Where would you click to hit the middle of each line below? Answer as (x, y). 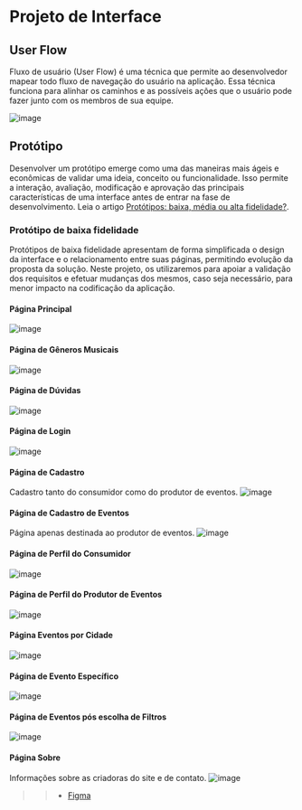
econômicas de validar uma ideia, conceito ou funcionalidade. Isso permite (149, 177)
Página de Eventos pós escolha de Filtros (88, 717)
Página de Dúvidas (45, 391)
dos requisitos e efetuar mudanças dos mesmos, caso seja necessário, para (151, 278)
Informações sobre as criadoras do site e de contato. (108, 777)
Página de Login (40, 431)
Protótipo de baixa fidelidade (74, 230)
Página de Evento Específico (64, 676)
